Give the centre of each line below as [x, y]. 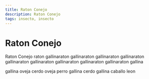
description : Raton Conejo [33, 14]
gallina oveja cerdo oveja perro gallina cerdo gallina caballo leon [70, 71]
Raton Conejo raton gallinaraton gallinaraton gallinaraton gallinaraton [75, 56]
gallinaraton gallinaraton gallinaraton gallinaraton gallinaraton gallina [74, 62]
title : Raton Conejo [26, 10]
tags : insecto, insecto [30, 19]
